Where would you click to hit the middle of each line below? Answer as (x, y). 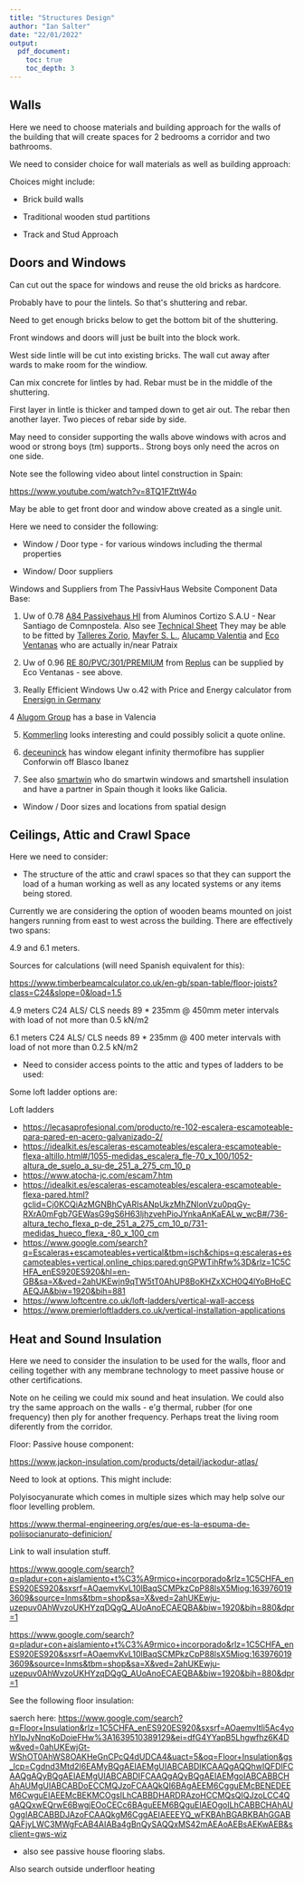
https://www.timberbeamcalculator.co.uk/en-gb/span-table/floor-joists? (143, 983)
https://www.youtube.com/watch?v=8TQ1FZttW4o (103, 491)
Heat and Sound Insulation (85, 1339)
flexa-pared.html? (56, 1195)
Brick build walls (53, 199)
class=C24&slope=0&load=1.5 (66, 993)
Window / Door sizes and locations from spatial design (124, 806)
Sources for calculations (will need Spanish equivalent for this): (127, 966)
